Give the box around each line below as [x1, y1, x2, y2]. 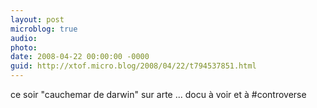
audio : [10, 33, 38, 43]
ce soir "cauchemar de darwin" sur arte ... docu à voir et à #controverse [10, 89, 307, 100]
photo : [10, 42, 38, 53]
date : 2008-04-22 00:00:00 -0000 [10, 52, 150, 62]
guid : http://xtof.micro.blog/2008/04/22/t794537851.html [10, 61, 257, 71]
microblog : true [10, 24, 78, 34]
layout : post [10, 14, 65, 25]
